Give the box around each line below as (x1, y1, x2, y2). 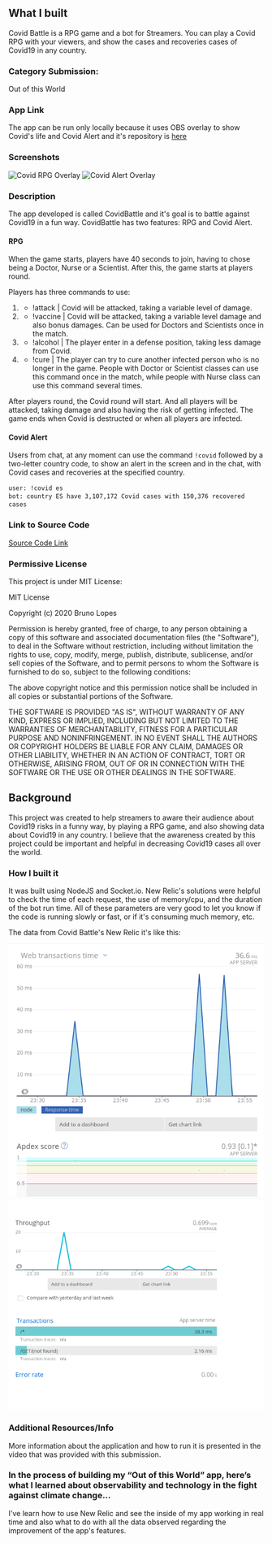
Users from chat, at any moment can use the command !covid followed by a (8, 450, 264, 460)
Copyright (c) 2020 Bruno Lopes (8, 609, 118, 618)
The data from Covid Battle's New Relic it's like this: (8, 928, 181, 938)
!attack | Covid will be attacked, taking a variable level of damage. (32, 303, 253, 313)
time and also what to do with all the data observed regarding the (8, 1517, 227, 1527)
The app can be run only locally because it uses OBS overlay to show (8, 123, 240, 132)
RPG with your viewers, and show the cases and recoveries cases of (8, 37, 238, 46)
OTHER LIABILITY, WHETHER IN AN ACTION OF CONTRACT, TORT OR (8, 751, 245, 760)
